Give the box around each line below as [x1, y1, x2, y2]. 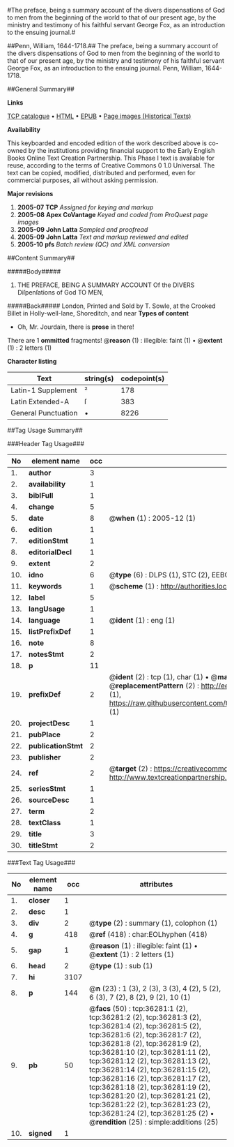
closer [29, 896, 50, 905]
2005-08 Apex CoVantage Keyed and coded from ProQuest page [17, 211, 208, 219]
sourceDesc [29, 795, 70, 805]
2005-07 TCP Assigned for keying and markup [17, 203, 154, 212]
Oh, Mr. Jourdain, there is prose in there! [17, 323, 134, 331]
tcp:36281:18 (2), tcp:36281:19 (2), [89, 1082, 210, 1092]
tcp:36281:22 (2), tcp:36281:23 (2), [89, 1100, 210, 1109]
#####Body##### [7, 267, 61, 275]
